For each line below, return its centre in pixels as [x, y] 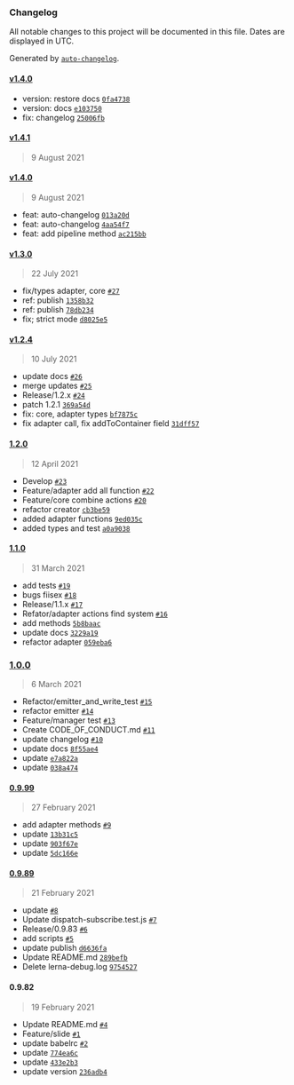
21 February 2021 [63, 893]
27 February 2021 [63, 808]
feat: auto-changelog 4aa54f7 [76, 224]
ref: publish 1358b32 [58, 300]
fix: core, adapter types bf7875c [80, 414]
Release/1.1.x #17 [52, 604]
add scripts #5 [48, 938]
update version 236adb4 [65, 1071]
